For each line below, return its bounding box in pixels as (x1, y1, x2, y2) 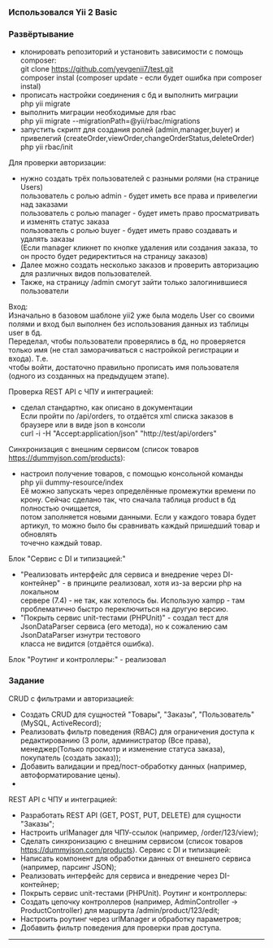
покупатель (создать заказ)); (19, 753, 122, 762)
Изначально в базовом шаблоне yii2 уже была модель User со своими (8, 310, 255, 320)
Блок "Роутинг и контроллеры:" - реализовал (8, 655, 167, 665)
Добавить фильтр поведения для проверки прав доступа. (19, 923, 222, 933)
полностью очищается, (19, 503, 102, 513)
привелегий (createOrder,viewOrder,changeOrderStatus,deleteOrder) (19, 134, 254, 143)
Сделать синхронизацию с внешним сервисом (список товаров (19, 836, 244, 845)
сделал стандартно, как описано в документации (19, 402, 193, 413)
